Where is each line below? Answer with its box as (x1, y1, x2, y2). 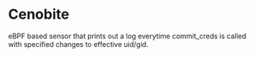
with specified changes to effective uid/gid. (8, 39, 149, 48)
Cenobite (8, 5, 69, 23)
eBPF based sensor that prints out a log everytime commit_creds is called (8, 31, 247, 41)
